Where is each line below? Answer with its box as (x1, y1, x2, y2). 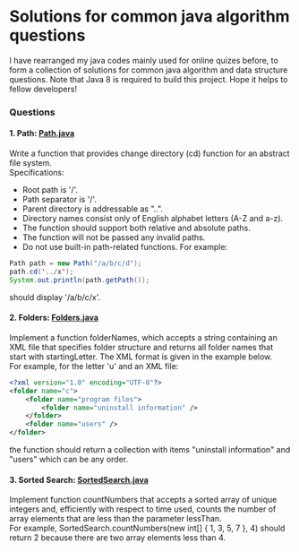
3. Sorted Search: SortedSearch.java (9, 474, 149, 485)
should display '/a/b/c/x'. (9, 291, 101, 302)
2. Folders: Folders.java (9, 312, 98, 323)
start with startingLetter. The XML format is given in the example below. (9, 351, 273, 362)
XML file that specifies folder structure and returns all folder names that (9, 341, 273, 352)
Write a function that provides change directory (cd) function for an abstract (9, 148, 290, 159)
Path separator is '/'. (21, 194, 97, 205)
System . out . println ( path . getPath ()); (9, 275, 150, 284)
